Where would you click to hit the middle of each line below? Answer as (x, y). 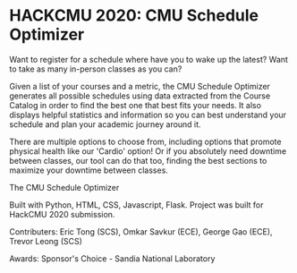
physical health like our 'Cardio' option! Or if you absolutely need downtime (148, 151)
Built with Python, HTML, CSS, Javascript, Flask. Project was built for (136, 205)
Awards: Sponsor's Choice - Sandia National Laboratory (112, 258)
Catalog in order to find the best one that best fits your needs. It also (136, 105)
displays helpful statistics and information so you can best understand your (148, 115)
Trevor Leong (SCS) (46, 241)
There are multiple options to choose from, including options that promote (145, 141)
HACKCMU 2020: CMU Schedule (134, 16)
